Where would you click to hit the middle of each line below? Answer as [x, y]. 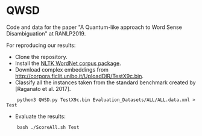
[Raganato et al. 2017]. [43, 88]
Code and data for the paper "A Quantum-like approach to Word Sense [94, 27]
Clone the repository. [41, 57]
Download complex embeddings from [62, 69]
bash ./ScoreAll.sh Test [48, 127]
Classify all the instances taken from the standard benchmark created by [105, 82]
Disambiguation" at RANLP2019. [46, 33]
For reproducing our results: [41, 45]
